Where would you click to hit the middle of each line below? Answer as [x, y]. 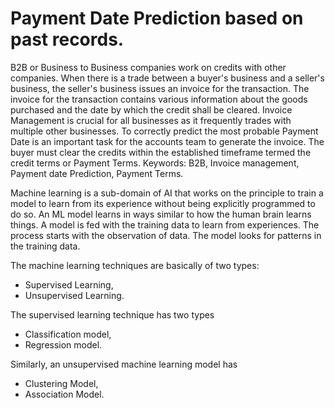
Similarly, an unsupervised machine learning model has [124, 364]
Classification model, [68, 334]
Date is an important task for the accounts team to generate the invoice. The [167, 141]
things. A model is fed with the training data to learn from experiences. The [165, 224]
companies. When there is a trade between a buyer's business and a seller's [167, 78]
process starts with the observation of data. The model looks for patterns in [166, 235]
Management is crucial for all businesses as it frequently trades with [151, 120]
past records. [67, 39]
